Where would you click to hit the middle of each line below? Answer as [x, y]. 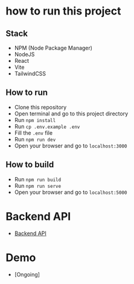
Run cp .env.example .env [47, 126]
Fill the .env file [33, 133]
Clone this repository [40, 107]
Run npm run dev [35, 139]
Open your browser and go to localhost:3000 [71, 146]
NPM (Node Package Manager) [53, 48]
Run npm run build [38, 179]
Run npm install [35, 120]
